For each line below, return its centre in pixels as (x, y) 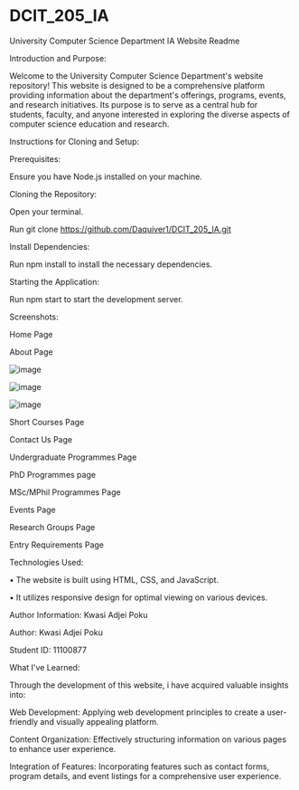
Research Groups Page (52, 527)
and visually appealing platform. (100, 721)
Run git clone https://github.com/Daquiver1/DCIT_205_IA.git (121, 229)
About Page (31, 352)
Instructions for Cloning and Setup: (75, 141)
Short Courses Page (47, 422)
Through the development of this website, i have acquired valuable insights (149, 685)
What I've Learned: (45, 667)
